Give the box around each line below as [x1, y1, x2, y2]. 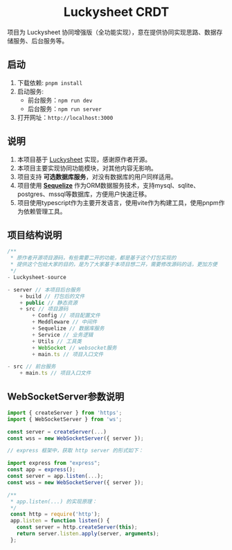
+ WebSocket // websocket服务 [32, 344, 117, 351]
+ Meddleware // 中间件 [32, 319, 98, 326]
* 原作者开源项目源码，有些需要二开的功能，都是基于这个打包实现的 [10, 254, 177, 262]
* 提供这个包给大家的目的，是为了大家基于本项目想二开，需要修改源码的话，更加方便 [10, 261, 218, 268]
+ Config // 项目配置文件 [32, 312, 100, 319]
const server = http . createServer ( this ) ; [16, 524, 138, 531]
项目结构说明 [7, 229, 62, 241]
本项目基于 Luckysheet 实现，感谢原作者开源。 [17, 155, 151, 163]
